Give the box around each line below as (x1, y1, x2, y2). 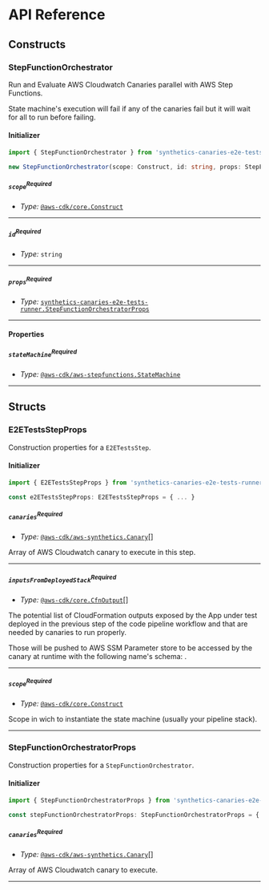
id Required (8, 228, 42, 238)
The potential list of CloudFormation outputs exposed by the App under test (8, 610, 258, 620)
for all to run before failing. (8, 112, 96, 122)
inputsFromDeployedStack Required (8, 573, 117, 585)
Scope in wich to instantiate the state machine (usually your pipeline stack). (8, 714, 258, 724)
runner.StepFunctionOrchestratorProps (19, 305, 150, 314)
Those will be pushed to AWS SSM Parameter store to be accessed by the (8, 643, 253, 653)
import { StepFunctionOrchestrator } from (8, 148, 152, 157)
